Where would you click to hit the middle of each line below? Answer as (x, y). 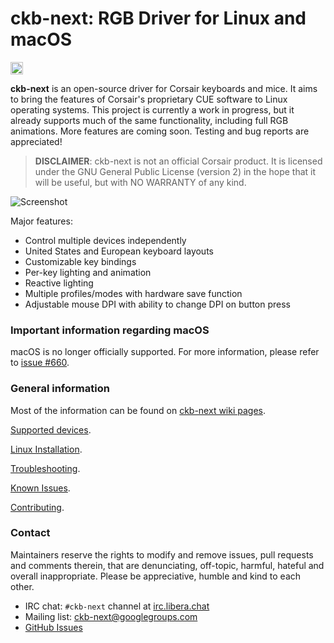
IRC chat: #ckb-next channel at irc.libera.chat (117, 606)
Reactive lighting (59, 283)
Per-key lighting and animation (88, 272)
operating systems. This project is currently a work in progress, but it (152, 109)
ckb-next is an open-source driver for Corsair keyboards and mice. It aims (164, 88)
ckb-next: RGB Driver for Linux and (158, 18)
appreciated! (36, 141)
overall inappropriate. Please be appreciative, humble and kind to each (156, 576)
